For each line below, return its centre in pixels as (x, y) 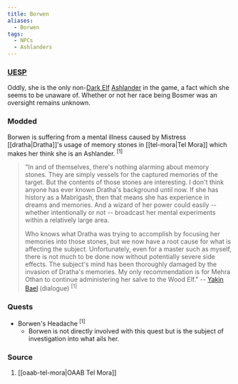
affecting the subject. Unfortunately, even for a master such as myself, (128, 249)
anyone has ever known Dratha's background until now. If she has (121, 190)
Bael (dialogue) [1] (51, 288)
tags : (15, 34)
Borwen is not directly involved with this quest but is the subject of (126, 331)
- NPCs (24, 41)
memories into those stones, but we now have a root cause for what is (128, 242)
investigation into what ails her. (74, 338)
